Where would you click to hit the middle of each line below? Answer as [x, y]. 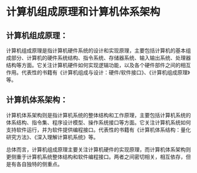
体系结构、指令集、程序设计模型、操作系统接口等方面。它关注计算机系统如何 [98, 122]
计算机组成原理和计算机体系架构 [83, 12]
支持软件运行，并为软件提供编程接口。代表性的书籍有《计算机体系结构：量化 [98, 130]
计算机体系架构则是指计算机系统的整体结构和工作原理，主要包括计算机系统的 [98, 115]
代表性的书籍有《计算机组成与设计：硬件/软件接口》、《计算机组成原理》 [106, 72]
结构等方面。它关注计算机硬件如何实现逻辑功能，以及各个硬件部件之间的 [93, 65]
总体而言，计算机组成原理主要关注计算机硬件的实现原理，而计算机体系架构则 [98, 149]
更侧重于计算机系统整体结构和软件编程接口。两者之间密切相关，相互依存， [96, 157]
